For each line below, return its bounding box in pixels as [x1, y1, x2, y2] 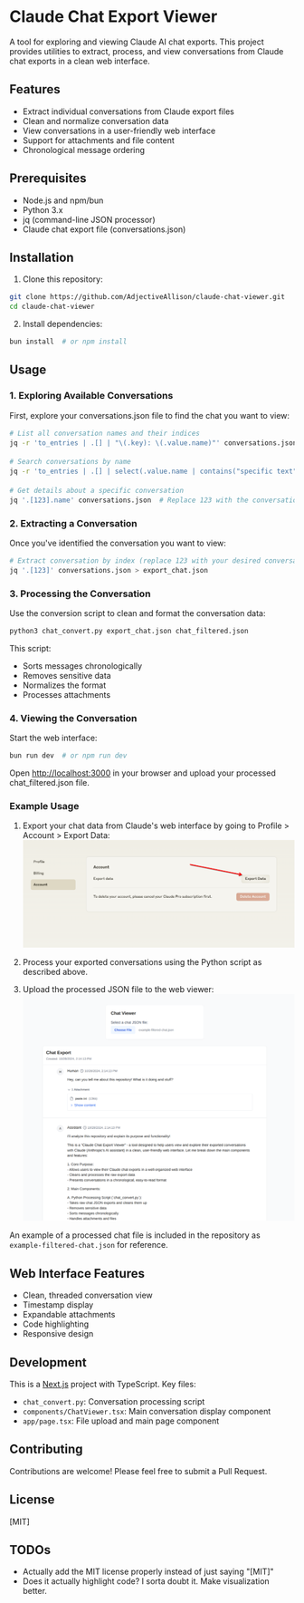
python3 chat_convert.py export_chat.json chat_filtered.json [9, 627, 249, 636]
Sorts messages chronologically [22, 660, 143, 671]
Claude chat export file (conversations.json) [22, 224, 186, 235]
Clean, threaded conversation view [22, 1289, 154, 1301]
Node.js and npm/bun [22, 195, 104, 206]
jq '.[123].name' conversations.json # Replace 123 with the [9, 496, 249, 505]
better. [22, 1586, 48, 1597]
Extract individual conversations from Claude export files [22, 106, 235, 117]
